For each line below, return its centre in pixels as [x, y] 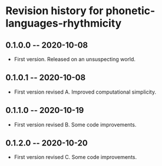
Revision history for [54, 11]
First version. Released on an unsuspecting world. [75, 59]
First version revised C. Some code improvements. [75, 157]
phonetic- [130, 11]
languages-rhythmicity [64, 23]
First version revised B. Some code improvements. [75, 124]
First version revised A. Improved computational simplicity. [85, 92]
